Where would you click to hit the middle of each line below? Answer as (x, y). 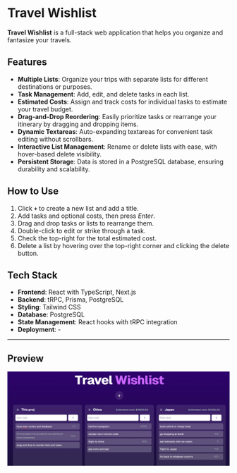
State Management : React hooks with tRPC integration (97, 322)
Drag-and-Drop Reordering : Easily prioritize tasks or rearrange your (117, 116)
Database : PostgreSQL (51, 314)
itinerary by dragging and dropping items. (78, 124)
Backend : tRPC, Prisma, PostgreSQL (71, 300)
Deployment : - (39, 330)
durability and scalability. (54, 169)
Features (27, 62)
